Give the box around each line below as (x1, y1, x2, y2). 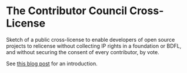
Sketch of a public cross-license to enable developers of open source (6, 36, 175, 43)
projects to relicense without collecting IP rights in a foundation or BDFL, (6, 42, 182, 49)
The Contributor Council (6, 4, 128, 18)
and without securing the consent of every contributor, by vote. (6, 48, 160, 55)
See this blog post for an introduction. (6, 60, 98, 67)
